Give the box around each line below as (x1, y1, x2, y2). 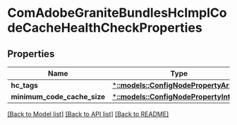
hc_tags (11, 81, 39, 90)
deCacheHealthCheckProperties (7, 20, 202, 36)
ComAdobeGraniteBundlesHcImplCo (7, 5, 227, 21)
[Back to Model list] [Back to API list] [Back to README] (7, 110, 169, 118)
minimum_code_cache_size (11, 92, 106, 101)
